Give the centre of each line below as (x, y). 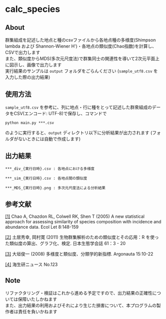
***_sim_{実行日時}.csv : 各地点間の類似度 (46, 178)
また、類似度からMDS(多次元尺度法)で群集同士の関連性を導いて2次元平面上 (83, 59)
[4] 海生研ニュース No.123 (31, 264)
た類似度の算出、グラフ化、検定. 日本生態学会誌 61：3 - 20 (65, 244)
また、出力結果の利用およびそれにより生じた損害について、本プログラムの (81, 306)
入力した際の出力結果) (28, 77)
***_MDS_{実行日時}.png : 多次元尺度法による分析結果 (55, 188)
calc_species (33, 9)
